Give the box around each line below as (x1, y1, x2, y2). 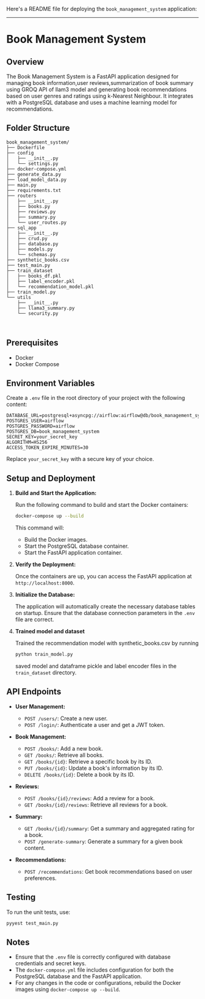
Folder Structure (6, 123, 70, 133)
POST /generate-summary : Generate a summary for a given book (24, 838, 183, 845)
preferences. (24, 874, 57, 882)
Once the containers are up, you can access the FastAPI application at (15, 573, 192, 580)
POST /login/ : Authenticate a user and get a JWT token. (24, 721, 165, 728)
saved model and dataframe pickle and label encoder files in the (15, 663, 177, 669)
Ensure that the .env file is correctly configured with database (15, 953, 171, 960)
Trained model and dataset (15, 628, 85, 635)
